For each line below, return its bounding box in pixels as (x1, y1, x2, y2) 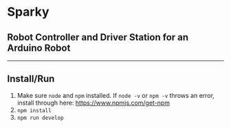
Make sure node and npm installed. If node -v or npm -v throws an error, (16, 91, 215, 99)
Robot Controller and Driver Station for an (7, 31, 189, 43)
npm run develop (16, 114, 64, 121)
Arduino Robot (7, 42, 71, 53)
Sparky (7, 4, 49, 20)
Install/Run (7, 73, 55, 85)
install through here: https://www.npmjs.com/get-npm (16, 99, 170, 107)
